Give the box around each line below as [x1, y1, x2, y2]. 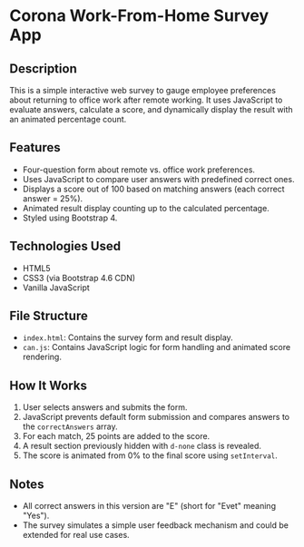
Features [9, 140, 61, 155]
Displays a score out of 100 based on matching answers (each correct [22, 183, 285, 194]
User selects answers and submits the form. [22, 402, 188, 413]
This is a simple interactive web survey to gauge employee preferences [9, 85, 277, 95]
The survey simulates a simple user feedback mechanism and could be [22, 520, 289, 531]
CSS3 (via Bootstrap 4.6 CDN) [22, 272, 136, 283]
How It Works [9, 377, 88, 393]
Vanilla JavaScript [22, 282, 91, 293]
